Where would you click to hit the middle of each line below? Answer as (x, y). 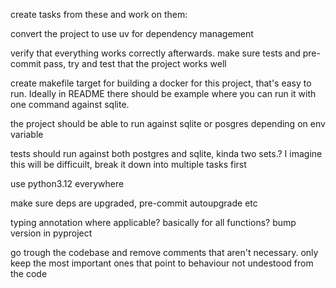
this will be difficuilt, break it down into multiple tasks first (128, 164)
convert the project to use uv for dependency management (132, 33)
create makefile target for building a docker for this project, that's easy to (161, 83)
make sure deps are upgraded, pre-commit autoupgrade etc (134, 203)
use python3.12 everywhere (67, 183)
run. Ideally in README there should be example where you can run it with (163, 93)
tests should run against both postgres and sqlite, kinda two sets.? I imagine (166, 153)
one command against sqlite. (70, 104)
